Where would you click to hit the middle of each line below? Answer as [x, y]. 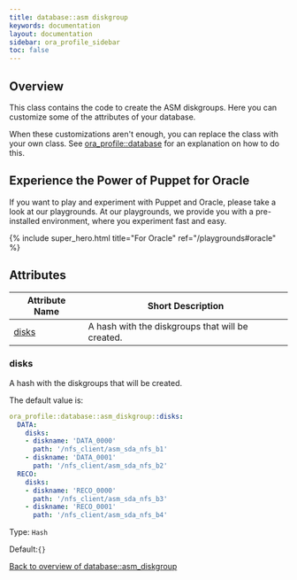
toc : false [29, 50]
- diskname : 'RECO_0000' [71, 491]
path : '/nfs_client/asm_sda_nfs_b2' [100, 466]
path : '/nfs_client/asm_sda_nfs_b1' [100, 449]
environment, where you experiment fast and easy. [134, 220]
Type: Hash [29, 532]
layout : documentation [51, 34]
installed [25, 220]
